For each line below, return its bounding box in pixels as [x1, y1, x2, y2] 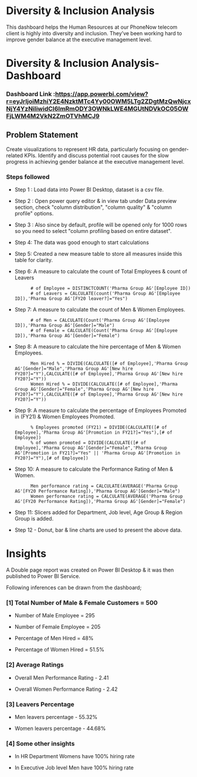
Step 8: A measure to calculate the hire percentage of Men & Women [14, 343, 181, 350]
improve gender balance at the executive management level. [6, 36, 152, 43]
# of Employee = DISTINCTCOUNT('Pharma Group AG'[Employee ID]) [30, 286, 191, 292]
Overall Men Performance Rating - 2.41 [14, 674, 109, 681]
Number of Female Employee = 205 [14, 623, 101, 630]
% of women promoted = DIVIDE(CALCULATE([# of [30, 440, 147, 446]
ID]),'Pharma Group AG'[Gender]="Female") [14, 333, 120, 339]
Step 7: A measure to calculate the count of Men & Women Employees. [14, 306, 186, 313]
